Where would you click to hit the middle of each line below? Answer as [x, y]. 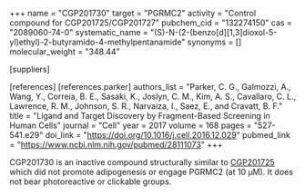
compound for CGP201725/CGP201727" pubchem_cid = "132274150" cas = [151, 23]
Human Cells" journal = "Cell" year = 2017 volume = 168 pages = [131, 125]
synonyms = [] [214, 42]
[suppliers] [30, 69]
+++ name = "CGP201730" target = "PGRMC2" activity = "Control [133, 13]
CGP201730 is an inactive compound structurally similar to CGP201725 [142, 162]
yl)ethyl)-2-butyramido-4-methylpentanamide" [97, 42]
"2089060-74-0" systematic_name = [79, 32]
